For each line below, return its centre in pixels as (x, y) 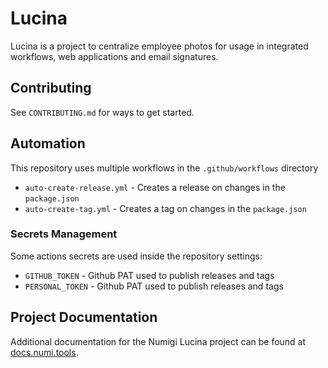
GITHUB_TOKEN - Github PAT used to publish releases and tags (149, 275)
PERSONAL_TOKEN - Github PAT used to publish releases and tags (154, 286)
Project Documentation (84, 317)
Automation (48, 143)
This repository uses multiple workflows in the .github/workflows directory (164, 168)
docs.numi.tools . (44, 352)
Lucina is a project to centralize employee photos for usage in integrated (159, 46)
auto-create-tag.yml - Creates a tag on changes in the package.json (165, 208)
